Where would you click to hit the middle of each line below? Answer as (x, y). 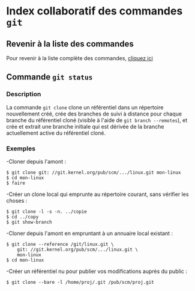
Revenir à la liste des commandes (70, 44)
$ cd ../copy (22, 217)
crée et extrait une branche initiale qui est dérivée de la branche (85, 126)
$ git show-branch (29, 222)
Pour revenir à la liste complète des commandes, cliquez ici (79, 58)
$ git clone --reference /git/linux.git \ (60, 244)
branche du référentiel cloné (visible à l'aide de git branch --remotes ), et (97, 120)
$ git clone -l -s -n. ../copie (46, 212)
